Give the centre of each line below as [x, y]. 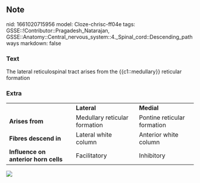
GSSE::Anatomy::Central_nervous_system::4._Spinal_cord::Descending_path [99, 37]
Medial [149, 108]
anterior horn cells [36, 159]
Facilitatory [91, 156]
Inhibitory [152, 156]
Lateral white [94, 135]
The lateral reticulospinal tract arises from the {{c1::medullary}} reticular [94, 72]
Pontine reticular [162, 117]
